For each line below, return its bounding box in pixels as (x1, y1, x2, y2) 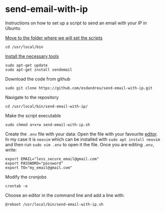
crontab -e (5, 183, 28, 189)
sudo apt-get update (5, 63, 48, 68)
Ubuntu (5, 25, 21, 31)
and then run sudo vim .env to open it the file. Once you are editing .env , (5, 141, 155, 147)
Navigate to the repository (5, 94, 59, 100)
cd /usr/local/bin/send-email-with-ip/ (5, 104, 88, 109)
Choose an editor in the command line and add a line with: (5, 192, 125, 198)
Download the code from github (5, 76, 71, 82)
